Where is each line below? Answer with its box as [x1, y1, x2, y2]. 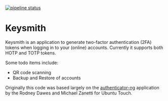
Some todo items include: [5, 60, 59, 66]
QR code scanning [12, 69, 52, 75]
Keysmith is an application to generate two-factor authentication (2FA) [5, 39, 152, 45]
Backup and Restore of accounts [12, 75, 81, 81]
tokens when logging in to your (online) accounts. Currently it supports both [5, 44, 163, 50]
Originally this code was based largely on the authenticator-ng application [5, 84, 159, 90]
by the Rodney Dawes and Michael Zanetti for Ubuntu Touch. [5, 90, 133, 96]
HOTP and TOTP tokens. [5, 49, 57, 56]
